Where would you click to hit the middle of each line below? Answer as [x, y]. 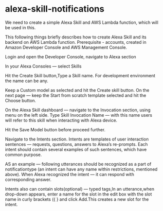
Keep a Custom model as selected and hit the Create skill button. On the [77, 90]
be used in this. [20, 27]
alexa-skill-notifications [55, 9]
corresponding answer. [28, 179]
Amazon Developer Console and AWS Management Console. [66, 47]
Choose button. [21, 100]
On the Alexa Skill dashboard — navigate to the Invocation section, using [78, 110]
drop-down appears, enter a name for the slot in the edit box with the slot [79, 194]
